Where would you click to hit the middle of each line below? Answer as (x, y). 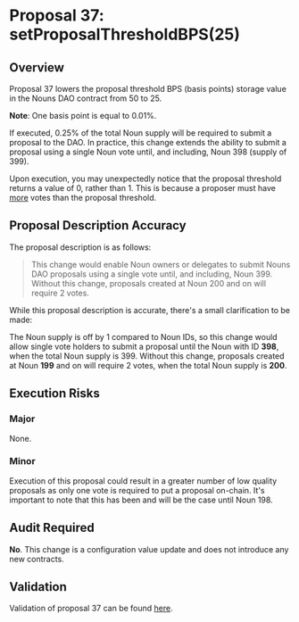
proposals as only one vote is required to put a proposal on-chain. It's (137, 490)
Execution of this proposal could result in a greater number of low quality (143, 481)
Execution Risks (54, 394)
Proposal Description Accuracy (98, 225)
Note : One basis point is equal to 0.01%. (83, 116)
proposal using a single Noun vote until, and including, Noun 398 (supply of (148, 152)
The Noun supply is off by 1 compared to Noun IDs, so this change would (144, 336)
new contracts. (37, 559)
